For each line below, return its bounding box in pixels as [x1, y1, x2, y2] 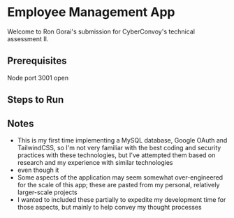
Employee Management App [7, 4, 175, 20]
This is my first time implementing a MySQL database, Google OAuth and [17, 136, 228, 144]
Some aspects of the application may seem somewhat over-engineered [17, 173, 224, 182]
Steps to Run [7, 94, 64, 106]
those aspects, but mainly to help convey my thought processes [17, 203, 202, 211]
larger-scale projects [17, 188, 78, 196]
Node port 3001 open [7, 73, 68, 82]
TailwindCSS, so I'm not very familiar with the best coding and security [17, 143, 221, 152]
